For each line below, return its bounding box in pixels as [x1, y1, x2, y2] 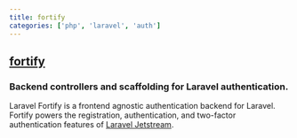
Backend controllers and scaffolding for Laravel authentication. [9, 80, 289, 93]
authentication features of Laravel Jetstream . [9, 119, 174, 130]
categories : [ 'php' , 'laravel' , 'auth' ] [9, 21, 162, 30]
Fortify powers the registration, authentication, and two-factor [9, 110, 237, 120]
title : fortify [9, 12, 66, 22]
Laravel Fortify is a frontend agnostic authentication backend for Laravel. [9, 101, 276, 111]
